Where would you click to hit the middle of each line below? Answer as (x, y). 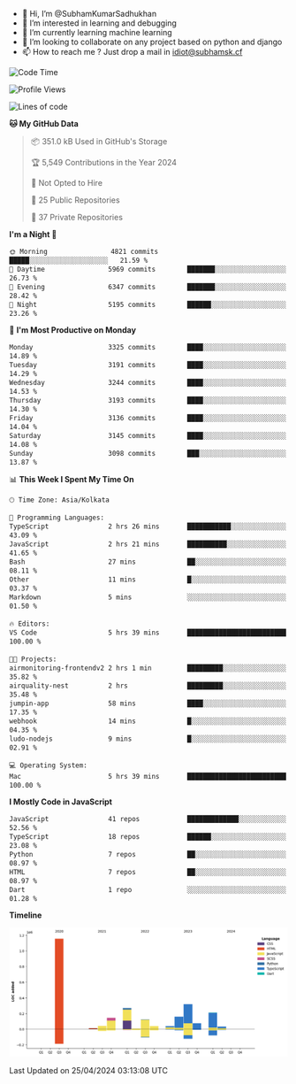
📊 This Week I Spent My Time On (72, 479)
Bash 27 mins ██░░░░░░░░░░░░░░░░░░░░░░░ (148, 562)
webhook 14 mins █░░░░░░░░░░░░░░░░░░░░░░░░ (148, 721)
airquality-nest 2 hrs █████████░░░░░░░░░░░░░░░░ (148, 686)
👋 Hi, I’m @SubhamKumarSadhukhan (89, 14)
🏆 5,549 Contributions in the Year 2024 (104, 162)
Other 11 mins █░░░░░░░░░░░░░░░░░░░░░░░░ (148, 580)
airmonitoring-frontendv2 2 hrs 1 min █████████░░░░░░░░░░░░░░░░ (148, 668)
